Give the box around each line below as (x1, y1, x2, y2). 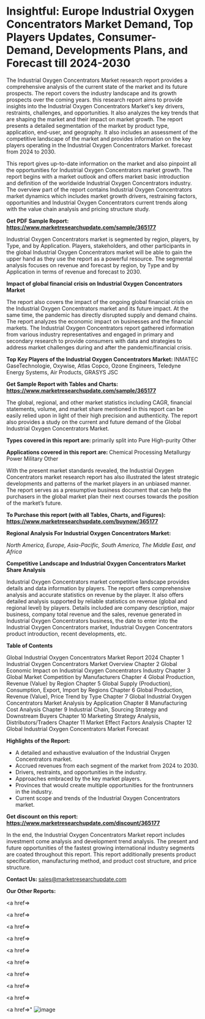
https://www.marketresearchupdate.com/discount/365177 (6, 819, 160, 826)
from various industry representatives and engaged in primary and (6, 330, 174, 338)
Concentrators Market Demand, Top (6, 17, 193, 31)
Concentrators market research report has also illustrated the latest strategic (6, 473, 199, 481)
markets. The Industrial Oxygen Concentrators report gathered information (6, 324, 195, 332)
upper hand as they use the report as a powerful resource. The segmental (6, 255, 193, 262)
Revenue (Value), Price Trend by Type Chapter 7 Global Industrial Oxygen (6, 692, 192, 700)
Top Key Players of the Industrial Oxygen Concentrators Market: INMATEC (6, 355, 199, 363)
